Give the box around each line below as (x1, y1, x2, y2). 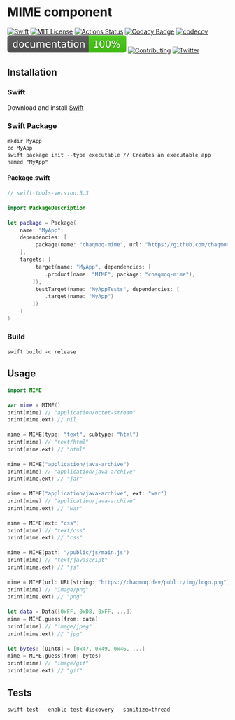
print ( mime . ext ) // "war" (7, 504, 83, 511)
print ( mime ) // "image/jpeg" (7, 623, 92, 630)
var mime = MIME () (7, 402, 61, 409)
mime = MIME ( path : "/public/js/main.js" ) (7, 549, 130, 556)
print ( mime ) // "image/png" (7, 586, 90, 593)
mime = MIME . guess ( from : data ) (7, 616, 99, 623)
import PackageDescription (7, 204, 86, 211)
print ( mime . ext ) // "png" (7, 593, 83, 600)
